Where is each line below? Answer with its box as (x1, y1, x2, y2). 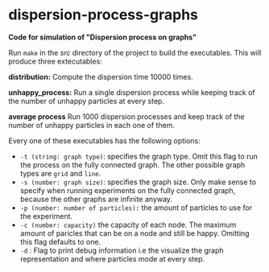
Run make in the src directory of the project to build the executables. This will (8, 47, 262, 57)
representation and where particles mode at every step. (19, 253, 205, 263)
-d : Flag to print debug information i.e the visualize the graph (19, 245, 224, 255)
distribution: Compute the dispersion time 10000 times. (8, 72, 193, 81)
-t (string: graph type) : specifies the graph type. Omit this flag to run (19, 151, 258, 161)
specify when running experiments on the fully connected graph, (19, 185, 236, 195)
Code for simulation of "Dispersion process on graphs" (8, 32, 197, 42)
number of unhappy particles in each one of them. (8, 120, 176, 130)
